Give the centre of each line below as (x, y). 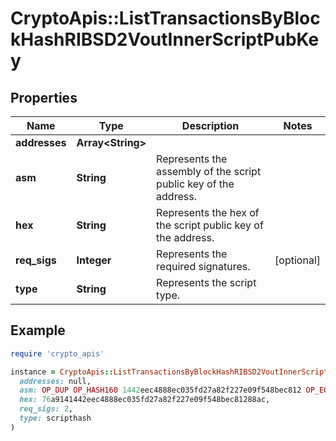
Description (210, 125)
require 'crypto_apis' (57, 353)
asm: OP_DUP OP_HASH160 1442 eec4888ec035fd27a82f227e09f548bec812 (160, 390)
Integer (94, 260)
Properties (44, 97)
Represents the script (206, 282)
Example (38, 330)
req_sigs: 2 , (46, 409)
